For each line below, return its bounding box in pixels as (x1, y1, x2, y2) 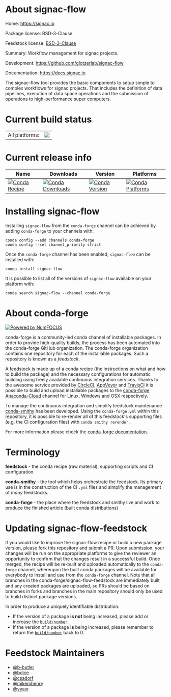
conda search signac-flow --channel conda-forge (5, 290, 110, 296)
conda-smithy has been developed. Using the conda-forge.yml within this (5, 408, 159, 414)
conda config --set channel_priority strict (5, 242, 101, 247)
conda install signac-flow (5, 266, 63, 271)
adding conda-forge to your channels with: (5, 228, 94, 234)
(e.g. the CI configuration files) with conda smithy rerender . (5, 419, 130, 425)
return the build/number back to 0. (12, 629, 84, 635)
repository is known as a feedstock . (5, 355, 80, 362)
